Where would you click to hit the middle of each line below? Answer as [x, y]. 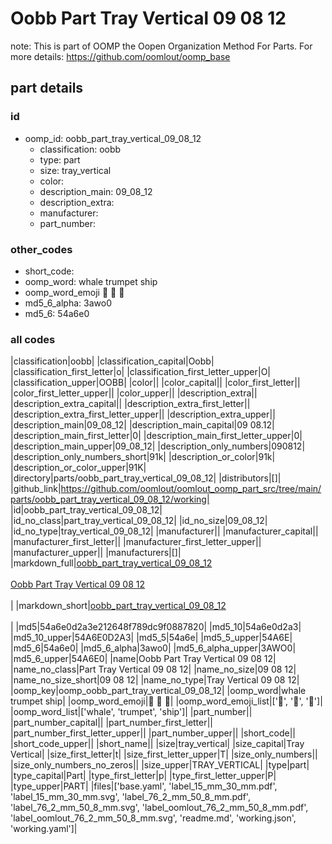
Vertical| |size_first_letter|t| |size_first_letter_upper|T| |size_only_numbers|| [164, 754]
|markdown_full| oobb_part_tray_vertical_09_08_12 [111, 563]
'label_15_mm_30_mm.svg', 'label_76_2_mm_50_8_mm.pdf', [130, 797]
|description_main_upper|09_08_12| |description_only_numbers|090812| [158, 446]
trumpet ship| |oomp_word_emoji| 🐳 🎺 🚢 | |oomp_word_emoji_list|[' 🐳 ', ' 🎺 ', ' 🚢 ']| [166, 701]
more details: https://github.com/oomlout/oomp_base [120, 56]
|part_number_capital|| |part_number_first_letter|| [112, 723]
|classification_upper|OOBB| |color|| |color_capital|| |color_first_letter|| [155, 383]
